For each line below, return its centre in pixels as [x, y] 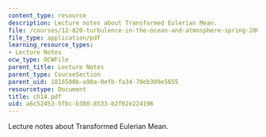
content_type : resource [47, 15]
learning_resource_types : [51, 45]
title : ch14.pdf [35, 97]
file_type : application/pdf [55, 38]
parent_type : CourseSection [55, 74]
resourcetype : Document [47, 89]
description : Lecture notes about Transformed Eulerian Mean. [113, 23]
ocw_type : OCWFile [38, 60]
